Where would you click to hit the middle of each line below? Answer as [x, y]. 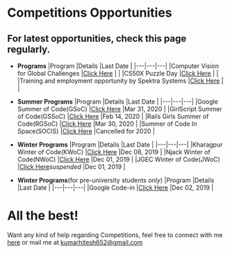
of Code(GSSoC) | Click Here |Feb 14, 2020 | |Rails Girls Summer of [113, 116]
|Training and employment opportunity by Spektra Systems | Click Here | [120, 81]
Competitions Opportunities [90, 13]
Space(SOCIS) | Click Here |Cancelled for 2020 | [86, 131]
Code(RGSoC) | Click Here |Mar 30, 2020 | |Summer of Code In [107, 124]
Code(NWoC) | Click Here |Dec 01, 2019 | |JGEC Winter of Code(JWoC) [118, 159]
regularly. [29, 49]
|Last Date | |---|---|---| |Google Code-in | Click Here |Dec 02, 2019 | [115, 188]
